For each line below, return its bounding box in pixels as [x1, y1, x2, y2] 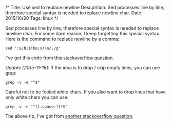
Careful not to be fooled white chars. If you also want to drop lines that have [5, 89, 166, 95]
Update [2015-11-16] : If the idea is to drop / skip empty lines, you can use [5, 65, 160, 70]
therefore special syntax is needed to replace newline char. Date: [5, 10, 143, 16]
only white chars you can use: [5, 94, 69, 100]
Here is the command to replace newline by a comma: [5, 36, 120, 42]
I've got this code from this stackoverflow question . [5, 55, 115, 61]
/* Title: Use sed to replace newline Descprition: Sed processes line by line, [5, 5, 165, 10]
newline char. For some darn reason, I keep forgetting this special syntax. [5, 31, 161, 36]
